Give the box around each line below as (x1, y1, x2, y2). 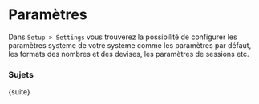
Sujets (8, 69, 34, 80)
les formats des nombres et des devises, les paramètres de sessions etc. (8, 49, 250, 58)
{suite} (8, 87, 30, 97)
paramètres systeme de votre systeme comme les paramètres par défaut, (8, 40, 252, 50)
